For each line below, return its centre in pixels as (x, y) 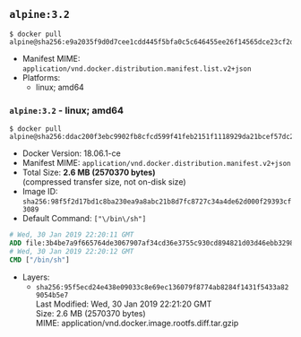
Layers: (36, 277)
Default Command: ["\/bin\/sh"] (84, 219)
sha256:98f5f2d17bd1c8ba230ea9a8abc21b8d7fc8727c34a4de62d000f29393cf (157, 202)
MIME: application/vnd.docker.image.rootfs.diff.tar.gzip (137, 323)
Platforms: (41, 77)
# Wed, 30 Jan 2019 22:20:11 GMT (72, 235)
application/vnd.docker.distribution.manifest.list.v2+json (137, 69)
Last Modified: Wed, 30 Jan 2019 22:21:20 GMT (124, 304)
